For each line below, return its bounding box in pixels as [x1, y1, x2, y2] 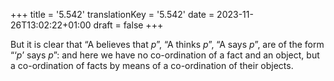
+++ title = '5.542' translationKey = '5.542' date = [10, 9, 215, 20]
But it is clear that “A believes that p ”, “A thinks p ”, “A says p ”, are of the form [10, 39, 325, 50]
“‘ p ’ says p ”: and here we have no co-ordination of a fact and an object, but [10, 49, 320, 61]
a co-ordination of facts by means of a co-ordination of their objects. [10, 60, 294, 71]
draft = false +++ [93, 19, 164, 31]
